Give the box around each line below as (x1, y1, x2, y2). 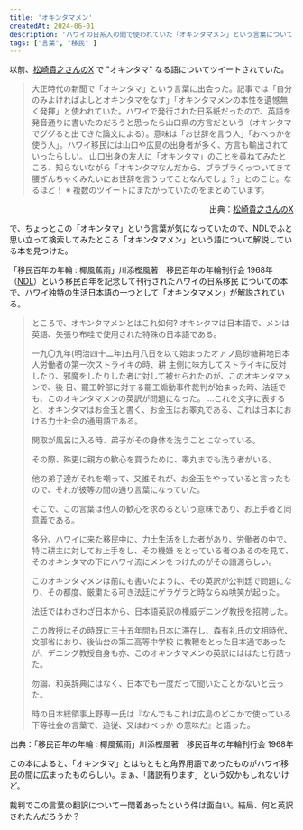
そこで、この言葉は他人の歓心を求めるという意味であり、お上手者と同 (31, 504, 292, 515)
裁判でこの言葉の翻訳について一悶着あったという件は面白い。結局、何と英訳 (9, 799, 294, 811)
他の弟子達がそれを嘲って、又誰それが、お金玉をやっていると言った (31, 473, 284, 484)
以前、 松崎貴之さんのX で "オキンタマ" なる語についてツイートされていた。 (9, 64, 289, 75)
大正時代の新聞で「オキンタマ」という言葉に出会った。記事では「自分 (31, 83, 293, 95)
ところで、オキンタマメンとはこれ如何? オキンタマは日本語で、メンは (31, 317, 290, 329)
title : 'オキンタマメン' (9, 13, 93, 23)
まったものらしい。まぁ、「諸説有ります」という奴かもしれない (48, 770, 282, 780)
